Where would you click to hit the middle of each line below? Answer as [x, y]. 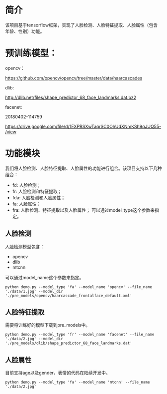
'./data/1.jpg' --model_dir [34, 291]
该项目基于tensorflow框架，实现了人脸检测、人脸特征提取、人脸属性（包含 [82, 25]
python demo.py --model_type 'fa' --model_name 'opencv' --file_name [79, 287]
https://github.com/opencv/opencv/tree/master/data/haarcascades [74, 78]
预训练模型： [32, 53]
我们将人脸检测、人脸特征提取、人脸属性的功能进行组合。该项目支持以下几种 [83, 168]
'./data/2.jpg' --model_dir [34, 339]
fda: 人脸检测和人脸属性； [39, 197]
